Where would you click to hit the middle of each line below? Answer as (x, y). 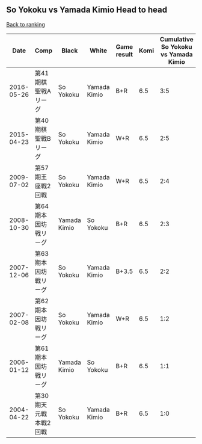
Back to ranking (26, 24)
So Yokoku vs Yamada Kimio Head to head (87, 10)
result (124, 54)
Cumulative (176, 39)
